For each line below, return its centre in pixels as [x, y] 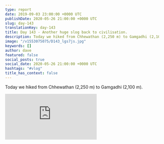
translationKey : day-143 [30, 28]
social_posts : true [25, 60]
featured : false [21, 55]
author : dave [18, 50]
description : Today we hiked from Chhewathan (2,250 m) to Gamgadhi [76, 37]
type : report [18, 10]
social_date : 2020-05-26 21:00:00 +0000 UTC [51, 64]
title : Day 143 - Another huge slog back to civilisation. [66, 32]
